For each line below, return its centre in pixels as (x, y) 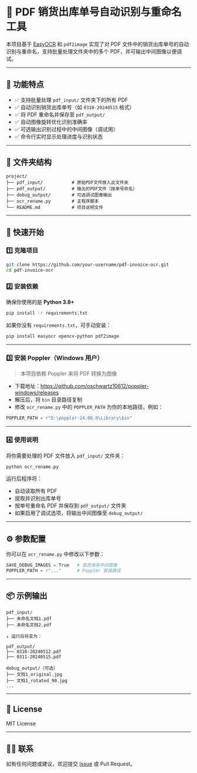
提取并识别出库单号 (38, 498)
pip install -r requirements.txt (47, 313)
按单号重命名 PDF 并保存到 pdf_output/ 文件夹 (70, 506)
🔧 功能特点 (25, 85)
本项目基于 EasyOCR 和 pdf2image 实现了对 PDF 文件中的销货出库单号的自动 (98, 44)
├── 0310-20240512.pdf (34, 652)
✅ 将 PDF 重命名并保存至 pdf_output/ (60, 114)
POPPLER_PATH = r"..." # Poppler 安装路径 (64, 571)
